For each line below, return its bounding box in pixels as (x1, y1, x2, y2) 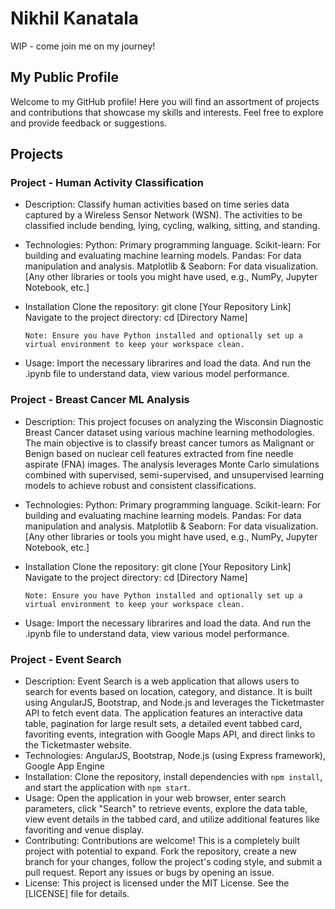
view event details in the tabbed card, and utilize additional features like (24, 813, 320, 826)
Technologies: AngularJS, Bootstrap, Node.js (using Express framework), (24, 750, 326, 762)
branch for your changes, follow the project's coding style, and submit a (24, 856, 323, 868)
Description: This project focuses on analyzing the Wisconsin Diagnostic (24, 415, 324, 427)
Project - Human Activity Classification (10, 176, 204, 190)
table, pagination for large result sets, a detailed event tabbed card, (24, 718, 303, 730)
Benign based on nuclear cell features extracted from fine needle (24, 447, 294, 459)
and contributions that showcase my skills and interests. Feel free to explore (10, 106, 324, 118)
